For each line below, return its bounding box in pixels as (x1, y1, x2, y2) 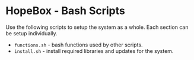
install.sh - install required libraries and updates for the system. (14, 47, 174, 54)
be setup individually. (5, 29, 58, 36)
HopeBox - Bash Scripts (5, 4, 125, 18)
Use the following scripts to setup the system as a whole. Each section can (5, 24, 189, 31)
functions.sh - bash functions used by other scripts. (14, 41, 143, 48)
